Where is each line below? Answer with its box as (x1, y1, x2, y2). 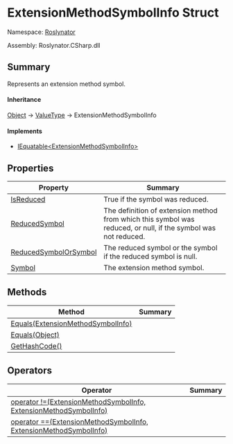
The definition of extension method (103, 206, 218, 215)
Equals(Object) (10, 330, 60, 339)
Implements (7, 127, 43, 135)
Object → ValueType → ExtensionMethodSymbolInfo (7, 111, 157, 119)
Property (38, 182, 69, 192)
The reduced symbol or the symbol (103, 242, 218, 252)
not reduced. (103, 231, 146, 241)
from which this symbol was (103, 214, 196, 224)
